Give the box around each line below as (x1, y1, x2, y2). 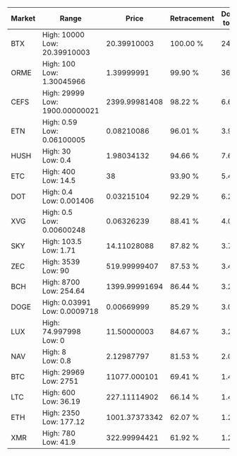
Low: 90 (42, 266, 70, 275)
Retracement (169, 13, 215, 23)
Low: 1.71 (42, 245, 76, 255)
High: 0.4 (42, 187, 73, 197)
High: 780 (42, 428, 76, 438)
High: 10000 (42, 30, 85, 40)
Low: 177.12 (42, 417, 85, 426)
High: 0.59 (42, 117, 78, 127)
